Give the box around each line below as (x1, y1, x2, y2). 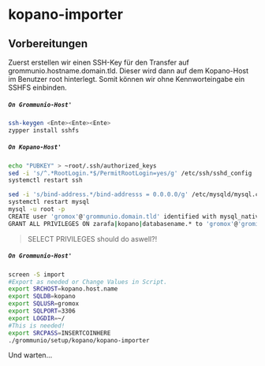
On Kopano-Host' (8, 143, 62, 151)
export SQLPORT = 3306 (8, 307, 77, 316)
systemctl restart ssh (8, 176, 83, 184)
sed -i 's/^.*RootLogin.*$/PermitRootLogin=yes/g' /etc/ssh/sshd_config (8, 169, 252, 177)
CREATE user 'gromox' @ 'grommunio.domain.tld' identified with (8, 213, 217, 220)
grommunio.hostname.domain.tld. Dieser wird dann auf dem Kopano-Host (8, 66, 249, 76)
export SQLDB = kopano (8, 293, 77, 301)
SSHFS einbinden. (8, 83, 67, 92)
